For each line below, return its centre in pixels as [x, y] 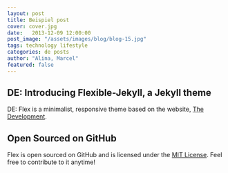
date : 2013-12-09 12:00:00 [49, 33]
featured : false [30, 65]
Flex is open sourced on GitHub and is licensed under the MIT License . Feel [115, 155]
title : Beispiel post [38, 20]
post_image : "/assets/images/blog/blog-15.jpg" [77, 39]
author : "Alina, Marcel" [43, 59]
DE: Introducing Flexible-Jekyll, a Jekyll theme [110, 93]
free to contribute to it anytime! [51, 162]
